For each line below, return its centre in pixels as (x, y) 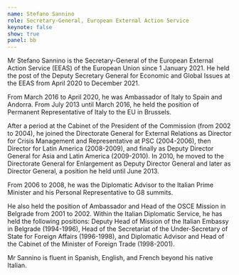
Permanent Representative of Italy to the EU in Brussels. (90, 112)
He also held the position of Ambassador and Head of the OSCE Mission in (117, 206)
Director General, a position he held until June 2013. (84, 171)
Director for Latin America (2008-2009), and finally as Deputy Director (111, 149)
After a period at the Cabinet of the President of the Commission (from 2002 (119, 126)
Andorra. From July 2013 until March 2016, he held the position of (103, 104)
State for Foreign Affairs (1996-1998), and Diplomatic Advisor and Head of (116, 237)
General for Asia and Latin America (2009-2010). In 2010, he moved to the (116, 156)
